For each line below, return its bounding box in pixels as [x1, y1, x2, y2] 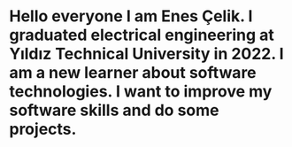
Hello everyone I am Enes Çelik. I [9, 6, 253, 27]
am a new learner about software [9, 63, 257, 83]
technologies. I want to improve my [9, 81, 273, 102]
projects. [9, 120, 77, 139]
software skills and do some [9, 100, 219, 120]
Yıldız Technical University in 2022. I [9, 44, 285, 64]
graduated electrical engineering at [9, 25, 274, 45]
